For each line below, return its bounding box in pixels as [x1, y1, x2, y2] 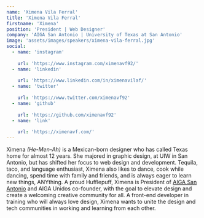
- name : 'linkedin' [12, 66, 62, 72]
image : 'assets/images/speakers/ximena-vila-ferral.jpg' [6, 37, 155, 44]
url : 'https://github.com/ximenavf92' [17, 112, 117, 118]
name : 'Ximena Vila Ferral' [6, 9, 79, 15]
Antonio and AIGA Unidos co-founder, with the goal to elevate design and [6, 185, 192, 192]
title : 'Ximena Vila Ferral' [6, 15, 81, 21]
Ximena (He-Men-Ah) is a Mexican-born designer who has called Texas [6, 146, 189, 153]
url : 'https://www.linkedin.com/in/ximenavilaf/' [17, 77, 147, 84]
